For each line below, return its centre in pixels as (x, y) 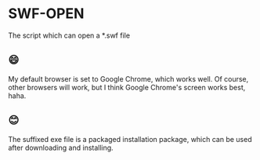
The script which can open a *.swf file (69, 35)
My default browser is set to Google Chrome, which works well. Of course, (128, 78)
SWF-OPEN (46, 14)
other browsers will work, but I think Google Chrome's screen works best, (127, 87)
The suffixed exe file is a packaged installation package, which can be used (130, 139)
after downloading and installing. (61, 147)
